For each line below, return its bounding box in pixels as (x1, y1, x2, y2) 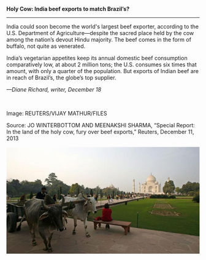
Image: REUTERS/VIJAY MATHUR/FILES (6, 110, 107, 117)
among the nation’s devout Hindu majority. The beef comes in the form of (6, 36, 192, 43)
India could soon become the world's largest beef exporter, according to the (6, 23, 199, 30)
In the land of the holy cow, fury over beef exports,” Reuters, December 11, (6, 128, 194, 135)
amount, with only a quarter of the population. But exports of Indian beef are (6, 68, 199, 74)
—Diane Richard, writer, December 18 (6, 86, 102, 93)
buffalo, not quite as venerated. (6, 42, 86, 50)
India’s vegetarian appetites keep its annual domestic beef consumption (6, 55, 188, 61)
